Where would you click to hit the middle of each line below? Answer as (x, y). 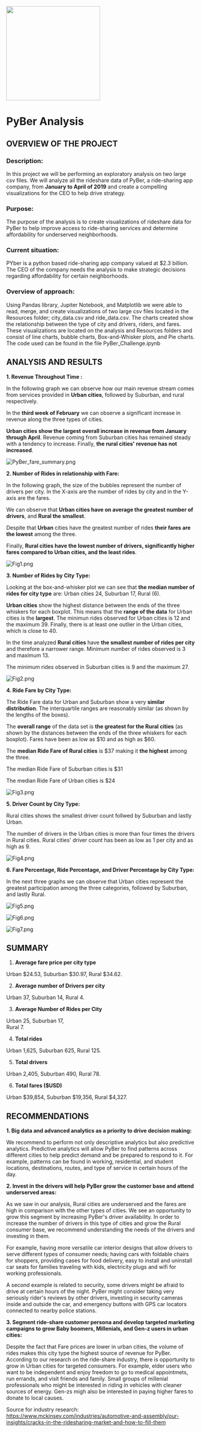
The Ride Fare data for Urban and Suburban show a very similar (85, 702)
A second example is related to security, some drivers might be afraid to (95, 1285)
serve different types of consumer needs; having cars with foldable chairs (97, 1254)
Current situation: (33, 251)
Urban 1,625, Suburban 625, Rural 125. (54, 1051)
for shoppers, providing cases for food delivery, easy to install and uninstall (99, 1260)
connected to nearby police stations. (52, 1311)
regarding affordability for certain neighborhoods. (67, 276)
